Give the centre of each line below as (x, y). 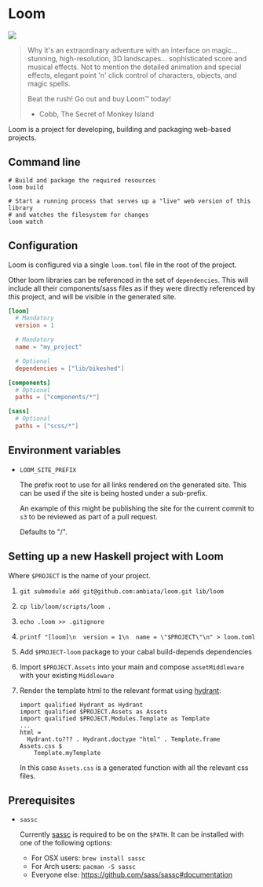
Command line (44, 162)
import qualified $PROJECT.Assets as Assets (93, 712)
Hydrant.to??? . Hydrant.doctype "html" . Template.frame (124, 739)
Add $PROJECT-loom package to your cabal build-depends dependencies (136, 651)
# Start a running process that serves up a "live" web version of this (130, 201)
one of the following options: (66, 843)
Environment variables (65, 451)
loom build (26, 187)
